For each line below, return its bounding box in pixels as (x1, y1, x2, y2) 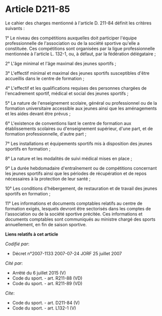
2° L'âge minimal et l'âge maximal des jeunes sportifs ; (5, 60, 116, 66)
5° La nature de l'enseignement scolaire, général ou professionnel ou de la (5, 100, 158, 106)
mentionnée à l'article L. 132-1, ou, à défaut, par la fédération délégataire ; (5, 51, 156, 57)
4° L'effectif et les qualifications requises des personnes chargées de (5, 85, 147, 91)
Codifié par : (5, 241, 30, 247)
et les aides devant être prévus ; (5, 111, 71, 117)
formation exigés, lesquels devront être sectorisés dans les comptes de (5, 205, 151, 211)
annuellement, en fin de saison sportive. (5, 221, 87, 227)
